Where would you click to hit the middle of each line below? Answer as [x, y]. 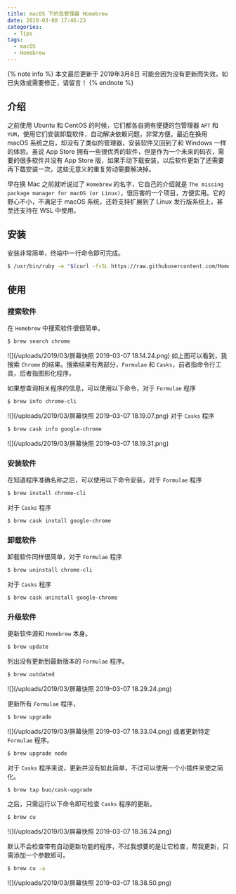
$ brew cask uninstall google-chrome [63, 598]
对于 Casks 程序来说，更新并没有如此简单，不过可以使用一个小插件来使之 [112, 768]
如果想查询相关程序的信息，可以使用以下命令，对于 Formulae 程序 [102, 388]
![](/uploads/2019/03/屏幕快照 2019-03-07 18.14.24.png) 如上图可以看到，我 [117, 355]
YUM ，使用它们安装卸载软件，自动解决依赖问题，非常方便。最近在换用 [107, 133]
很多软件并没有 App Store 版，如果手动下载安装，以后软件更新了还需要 [122, 160]
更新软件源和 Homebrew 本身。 [50, 633]
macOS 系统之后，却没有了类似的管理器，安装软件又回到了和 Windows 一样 [117, 143]
